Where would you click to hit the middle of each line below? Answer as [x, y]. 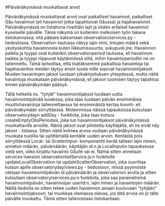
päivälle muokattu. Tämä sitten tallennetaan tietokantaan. [63, 198]
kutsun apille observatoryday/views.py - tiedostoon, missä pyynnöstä [76, 167]
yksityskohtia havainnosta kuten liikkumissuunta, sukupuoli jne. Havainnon [81, 48]
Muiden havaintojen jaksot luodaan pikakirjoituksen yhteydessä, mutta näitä [82, 74]
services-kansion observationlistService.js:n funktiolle [60, 157]
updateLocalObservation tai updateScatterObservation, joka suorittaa [76, 162]
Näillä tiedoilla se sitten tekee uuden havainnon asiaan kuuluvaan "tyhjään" [81, 188]
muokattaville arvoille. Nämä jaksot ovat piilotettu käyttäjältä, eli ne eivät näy [82, 125]
